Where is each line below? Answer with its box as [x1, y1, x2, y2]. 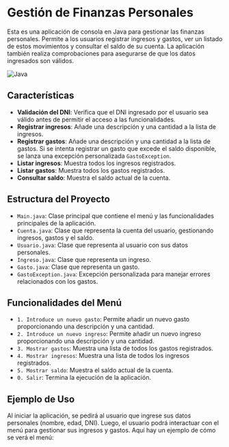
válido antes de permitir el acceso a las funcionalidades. [16, 115, 176, 123]
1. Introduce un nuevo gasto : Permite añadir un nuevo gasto [16, 315, 190, 324]
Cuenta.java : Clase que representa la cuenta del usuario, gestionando [16, 226, 214, 234]
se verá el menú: [7, 433, 54, 442]
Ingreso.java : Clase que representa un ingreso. [16, 255, 152, 263]
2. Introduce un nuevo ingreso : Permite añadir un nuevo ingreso [16, 330, 202, 338]
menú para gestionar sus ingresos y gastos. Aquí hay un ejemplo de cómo [7, 426, 216, 435]
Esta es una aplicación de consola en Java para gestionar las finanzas [7, 27, 205, 36]
